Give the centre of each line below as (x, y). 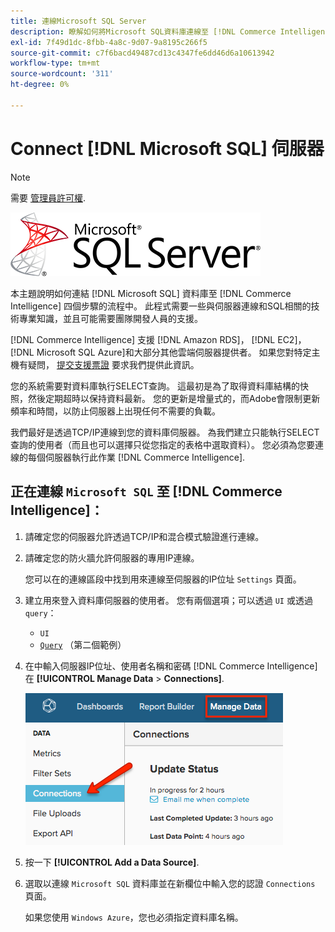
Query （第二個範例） (83, 644)
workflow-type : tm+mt (55, 63)
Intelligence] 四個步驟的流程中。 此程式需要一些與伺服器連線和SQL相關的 (161, 306)
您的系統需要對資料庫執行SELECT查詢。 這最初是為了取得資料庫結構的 (155, 386)
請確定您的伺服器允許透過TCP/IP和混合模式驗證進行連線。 (144, 536)
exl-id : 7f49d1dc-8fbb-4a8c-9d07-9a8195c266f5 (109, 42)
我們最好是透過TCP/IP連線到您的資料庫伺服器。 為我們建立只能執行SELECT (165, 432)
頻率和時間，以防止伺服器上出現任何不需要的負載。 (115, 411)
